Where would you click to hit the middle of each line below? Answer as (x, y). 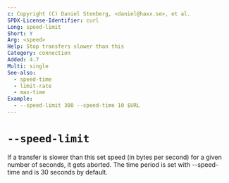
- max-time (30, 92)
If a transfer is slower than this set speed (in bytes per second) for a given (114, 157)
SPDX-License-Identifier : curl (53, 20)
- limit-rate (33, 86)
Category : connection (39, 53)
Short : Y (20, 33)
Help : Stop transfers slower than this (66, 46)
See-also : (22, 72)
